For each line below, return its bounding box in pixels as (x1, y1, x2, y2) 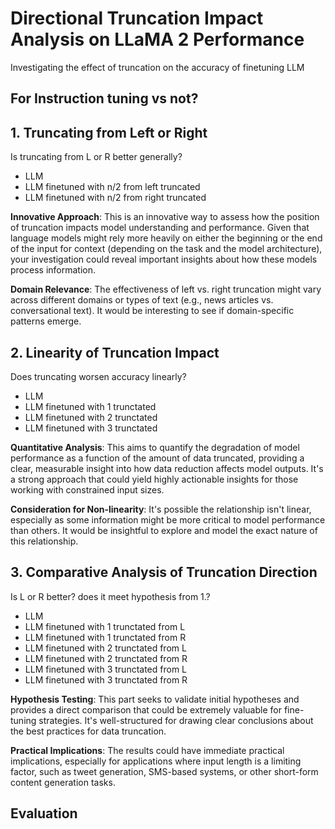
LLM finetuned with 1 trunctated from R (24, 631, 187, 643)
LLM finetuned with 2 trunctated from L (24, 642, 187, 654)
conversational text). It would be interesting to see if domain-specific (10, 305, 295, 317)
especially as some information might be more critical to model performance (10, 513, 326, 526)
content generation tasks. (10, 776, 116, 788)
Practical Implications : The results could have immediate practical (10, 744, 285, 756)
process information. (10, 264, 96, 276)
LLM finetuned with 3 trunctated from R (24, 673, 188, 686)
